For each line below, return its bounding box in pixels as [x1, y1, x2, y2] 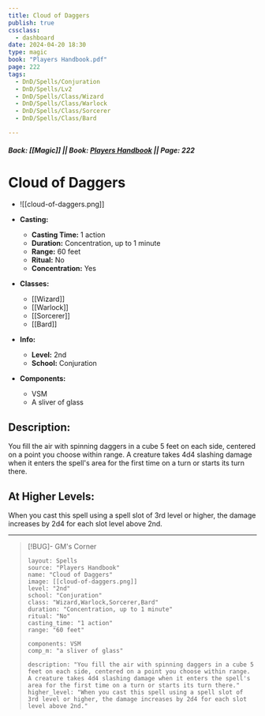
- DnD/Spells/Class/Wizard [15, 92, 104, 100]
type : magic [8, 48, 47, 56]
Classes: [19, 279, 50, 288]
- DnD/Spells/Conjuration [15, 77, 101, 85]
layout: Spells [27, 557, 78, 565]
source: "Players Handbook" [27, 564, 120, 572]
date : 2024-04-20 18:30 [8, 41, 87, 49]
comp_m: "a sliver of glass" [27, 647, 124, 655]
